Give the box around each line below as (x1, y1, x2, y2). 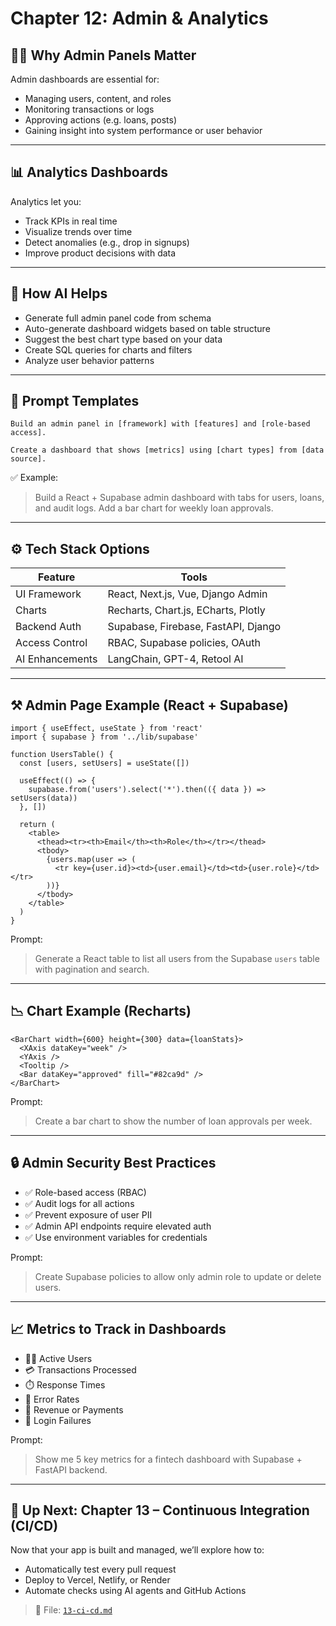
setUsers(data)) (10, 793, 78, 804)
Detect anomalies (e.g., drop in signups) (24, 236, 190, 248)
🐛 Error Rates (24, 1393, 80, 1405)
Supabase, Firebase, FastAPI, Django (107, 620, 282, 634)
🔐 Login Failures (24, 1414, 92, 1426)
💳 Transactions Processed (24, 1363, 137, 1376)
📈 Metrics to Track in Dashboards (10, 1321, 227, 1338)
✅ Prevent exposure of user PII (24, 1208, 153, 1221)
